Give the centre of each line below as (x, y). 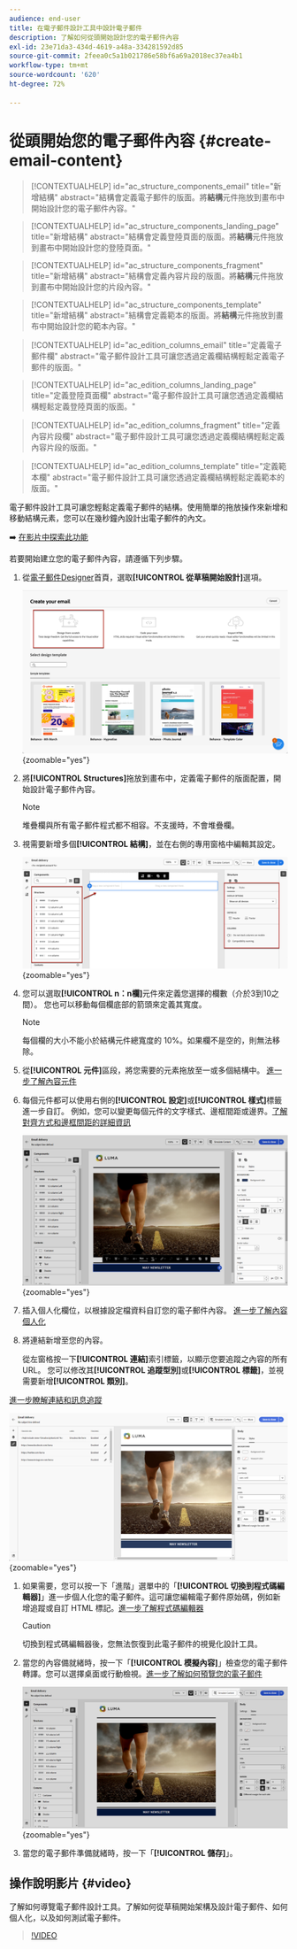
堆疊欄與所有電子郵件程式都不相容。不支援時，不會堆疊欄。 (130, 825)
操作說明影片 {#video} (71, 1884)
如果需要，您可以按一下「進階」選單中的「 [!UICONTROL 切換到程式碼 (149, 1586)
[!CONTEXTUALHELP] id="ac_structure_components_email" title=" (152, 186)
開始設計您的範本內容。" (91, 326)
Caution (36, 1626)
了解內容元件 (53, 1082)
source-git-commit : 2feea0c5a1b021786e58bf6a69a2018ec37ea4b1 (126, 56)
